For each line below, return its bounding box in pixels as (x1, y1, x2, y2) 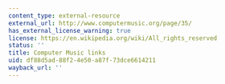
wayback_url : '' (8, 64, 63, 72)
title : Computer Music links (8, 49, 106, 57)
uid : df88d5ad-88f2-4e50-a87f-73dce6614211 (8, 57, 157, 65)
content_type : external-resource (8, 11, 121, 20)
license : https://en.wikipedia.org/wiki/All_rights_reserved (8, 34, 218, 42)
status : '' (8, 42, 45, 50)
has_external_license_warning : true (8, 26, 131, 34)
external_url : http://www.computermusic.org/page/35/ (8, 19, 193, 27)
